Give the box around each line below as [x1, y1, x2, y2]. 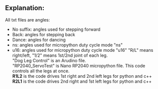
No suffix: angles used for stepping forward [12, 26, 101, 32]
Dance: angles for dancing [12, 37, 66, 43]
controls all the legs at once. [12, 68, 70, 74]
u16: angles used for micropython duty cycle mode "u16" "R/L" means [12, 47, 154, 53]
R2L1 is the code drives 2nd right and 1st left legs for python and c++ [12, 78, 152, 84]
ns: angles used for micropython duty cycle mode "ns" [12, 42, 123, 48]
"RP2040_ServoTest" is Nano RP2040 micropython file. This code [12, 63, 146, 68]
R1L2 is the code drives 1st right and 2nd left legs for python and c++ [12, 73, 152, 79]
